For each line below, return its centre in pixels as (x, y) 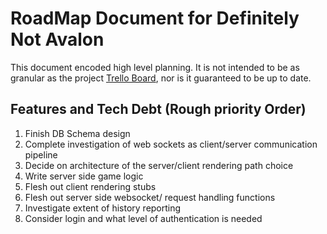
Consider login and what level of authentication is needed (143, 218)
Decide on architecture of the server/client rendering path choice (159, 165)
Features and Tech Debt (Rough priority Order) (158, 109)
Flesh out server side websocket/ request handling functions (150, 197)
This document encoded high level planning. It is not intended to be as (155, 67)
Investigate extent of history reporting (103, 208)
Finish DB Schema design (77, 133)
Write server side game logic (84, 176)
